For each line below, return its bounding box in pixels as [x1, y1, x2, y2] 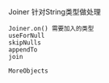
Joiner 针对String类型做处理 [8, 7, 101, 16]
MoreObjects [8, 67, 48, 75]
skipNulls [8, 39, 42, 47]
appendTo [8, 46, 38, 54]
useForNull [8, 31, 45, 39]
